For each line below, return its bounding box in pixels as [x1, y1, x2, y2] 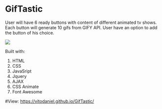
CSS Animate [12, 84, 39, 90]
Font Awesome [12, 89, 43, 94]
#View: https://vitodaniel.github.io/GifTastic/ [5, 98, 94, 104]
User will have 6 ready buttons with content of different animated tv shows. [5, 19, 157, 25]
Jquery [12, 73, 27, 79]
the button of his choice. [5, 30, 55, 36]
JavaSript [12, 68, 32, 74]
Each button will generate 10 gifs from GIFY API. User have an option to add [5, 24, 158, 30]
